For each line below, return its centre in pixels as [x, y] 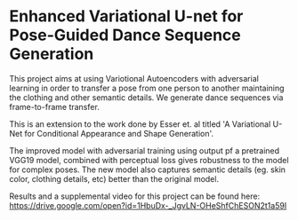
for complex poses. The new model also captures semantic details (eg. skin [148, 169]
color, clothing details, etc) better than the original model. [114, 178]
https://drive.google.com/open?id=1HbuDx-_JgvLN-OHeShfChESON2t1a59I [148, 205]
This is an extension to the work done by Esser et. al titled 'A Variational [140, 124]
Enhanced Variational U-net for [126, 16]
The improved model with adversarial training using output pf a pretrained [145, 150]
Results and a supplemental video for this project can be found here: [135, 196]
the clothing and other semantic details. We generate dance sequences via [146, 97]
